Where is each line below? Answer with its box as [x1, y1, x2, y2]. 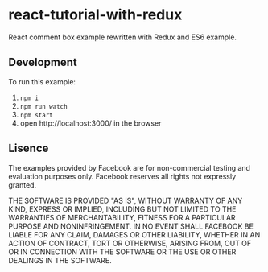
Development [8, 56, 78, 69]
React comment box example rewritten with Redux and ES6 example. [8, 32, 237, 42]
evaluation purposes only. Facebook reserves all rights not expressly [8, 171, 237, 181]
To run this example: [8, 76, 76, 86]
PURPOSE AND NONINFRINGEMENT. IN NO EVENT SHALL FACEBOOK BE [8, 221, 254, 231]
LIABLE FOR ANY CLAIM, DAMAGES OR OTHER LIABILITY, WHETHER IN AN [8, 229, 261, 239]
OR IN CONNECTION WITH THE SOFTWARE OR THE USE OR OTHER [8, 247, 237, 257]
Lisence [8, 142, 49, 155]
